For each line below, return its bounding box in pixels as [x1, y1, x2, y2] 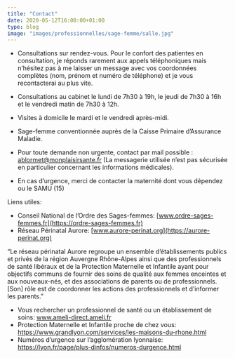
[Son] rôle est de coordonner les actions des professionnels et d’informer [7, 285, 220, 293]
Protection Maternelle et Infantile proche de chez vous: [17, 321, 177, 329]
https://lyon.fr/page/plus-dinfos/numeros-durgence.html [17, 343, 182, 352]
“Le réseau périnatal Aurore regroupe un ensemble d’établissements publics [7, 247, 227, 256]
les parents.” [7, 292, 44, 300]
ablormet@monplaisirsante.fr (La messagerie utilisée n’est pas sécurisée [17, 156, 228, 164]
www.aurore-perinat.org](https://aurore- [93, 226, 210, 235]
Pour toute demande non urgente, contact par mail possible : [17, 148, 194, 157]
